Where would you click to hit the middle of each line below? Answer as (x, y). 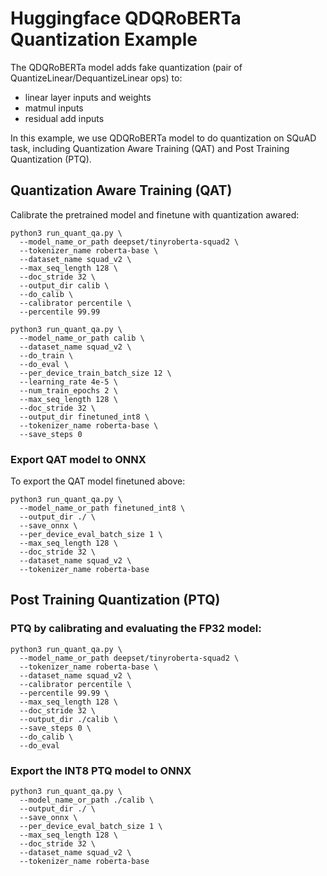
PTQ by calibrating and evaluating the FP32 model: (136, 629)
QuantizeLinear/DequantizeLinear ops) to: (96, 78)
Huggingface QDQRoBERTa (126, 18)
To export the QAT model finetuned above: (98, 481)
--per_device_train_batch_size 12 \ (95, 373)
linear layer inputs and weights (88, 97)
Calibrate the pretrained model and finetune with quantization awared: (155, 214)
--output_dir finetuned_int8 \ (84, 417)
